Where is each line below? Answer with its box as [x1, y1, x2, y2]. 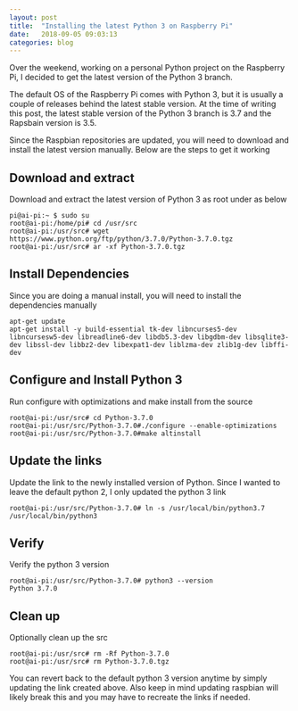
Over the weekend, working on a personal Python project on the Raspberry [9, 62, 286, 73]
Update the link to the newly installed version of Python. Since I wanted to [9, 476, 281, 487]
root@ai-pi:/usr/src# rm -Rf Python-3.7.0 [9, 649, 170, 658]
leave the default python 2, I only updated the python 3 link [9, 486, 227, 497]
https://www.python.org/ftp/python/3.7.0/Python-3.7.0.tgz [9, 235, 234, 244]
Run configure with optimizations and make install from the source [9, 396, 253, 407]
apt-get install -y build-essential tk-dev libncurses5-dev [9, 325, 238, 334]
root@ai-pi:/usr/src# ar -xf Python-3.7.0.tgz [9, 243, 186, 252]
